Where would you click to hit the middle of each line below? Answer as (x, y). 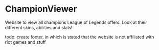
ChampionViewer (41, 9)
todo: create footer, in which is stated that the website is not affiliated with (79, 37)
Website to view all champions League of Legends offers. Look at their (76, 22)
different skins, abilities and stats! (39, 27)
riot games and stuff (25, 42)
